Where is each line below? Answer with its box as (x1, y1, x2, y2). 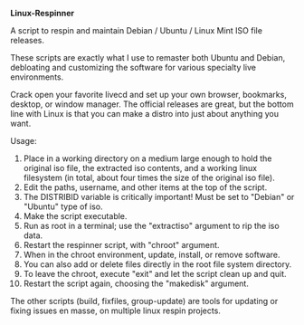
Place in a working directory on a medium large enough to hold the (23, 153, 272, 164)
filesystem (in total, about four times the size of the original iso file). (23, 172, 275, 183)
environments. (10, 72, 64, 82)
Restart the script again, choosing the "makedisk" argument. (23, 278, 250, 289)
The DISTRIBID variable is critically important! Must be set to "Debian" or (23, 192, 295, 202)
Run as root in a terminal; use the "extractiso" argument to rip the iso (23, 221, 280, 231)
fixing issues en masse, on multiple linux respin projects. (10, 305, 221, 316)
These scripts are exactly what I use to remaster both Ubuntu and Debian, (10, 53, 286, 62)
